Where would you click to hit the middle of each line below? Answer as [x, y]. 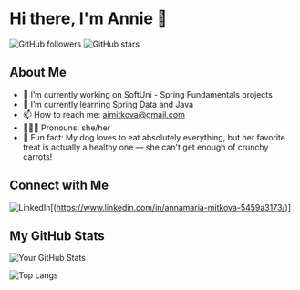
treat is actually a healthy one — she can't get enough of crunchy [145, 147]
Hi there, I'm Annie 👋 [88, 19]
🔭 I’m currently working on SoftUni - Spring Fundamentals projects [148, 94]
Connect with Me [59, 186]
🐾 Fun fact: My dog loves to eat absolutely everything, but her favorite [154, 137]
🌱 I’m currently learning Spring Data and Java [108, 104]
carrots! [37, 156]
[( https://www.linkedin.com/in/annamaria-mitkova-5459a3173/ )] [171, 207]
